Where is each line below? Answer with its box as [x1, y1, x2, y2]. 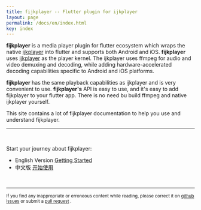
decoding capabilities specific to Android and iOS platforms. [6, 67, 154, 75]
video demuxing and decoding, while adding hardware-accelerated [6, 61, 172, 68]
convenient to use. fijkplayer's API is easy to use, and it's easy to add [6, 85, 179, 93]
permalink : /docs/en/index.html [6, 20, 87, 26]
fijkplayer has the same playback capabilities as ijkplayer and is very [6, 79, 176, 86]
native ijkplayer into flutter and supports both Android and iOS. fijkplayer [6, 49, 186, 56]
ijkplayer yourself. [6, 98, 50, 106]
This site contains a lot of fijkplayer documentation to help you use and [6, 110, 181, 117]
